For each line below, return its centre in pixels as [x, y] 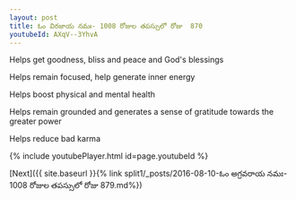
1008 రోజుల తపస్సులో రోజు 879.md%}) [76, 186]
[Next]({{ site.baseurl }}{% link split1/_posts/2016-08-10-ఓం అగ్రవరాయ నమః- [148, 174]
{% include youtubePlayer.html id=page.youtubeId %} [109, 156]
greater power [35, 121]
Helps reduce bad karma [55, 139]
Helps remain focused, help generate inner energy [102, 77]
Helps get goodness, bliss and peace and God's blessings [117, 60]
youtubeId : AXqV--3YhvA [54, 34]
